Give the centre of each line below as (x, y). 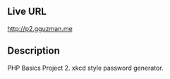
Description (34, 51)
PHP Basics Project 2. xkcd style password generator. (85, 68)
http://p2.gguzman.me (40, 28)
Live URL (27, 12)
